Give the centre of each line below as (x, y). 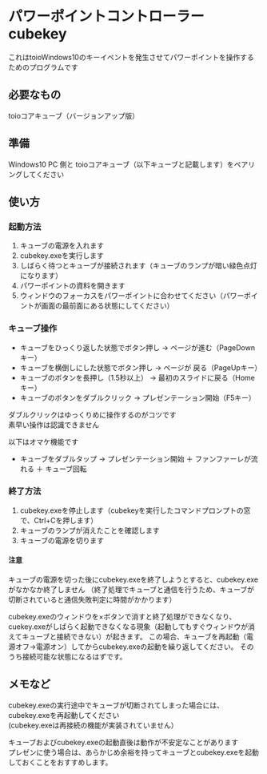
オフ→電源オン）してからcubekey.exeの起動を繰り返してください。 (126, 647)
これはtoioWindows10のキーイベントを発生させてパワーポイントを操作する (131, 57)
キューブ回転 (66, 469)
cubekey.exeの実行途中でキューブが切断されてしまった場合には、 (116, 705)
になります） (41, 276)
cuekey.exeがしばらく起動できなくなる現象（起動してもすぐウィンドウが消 (132, 627)
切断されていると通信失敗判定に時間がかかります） (92, 600)
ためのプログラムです (43, 67)
